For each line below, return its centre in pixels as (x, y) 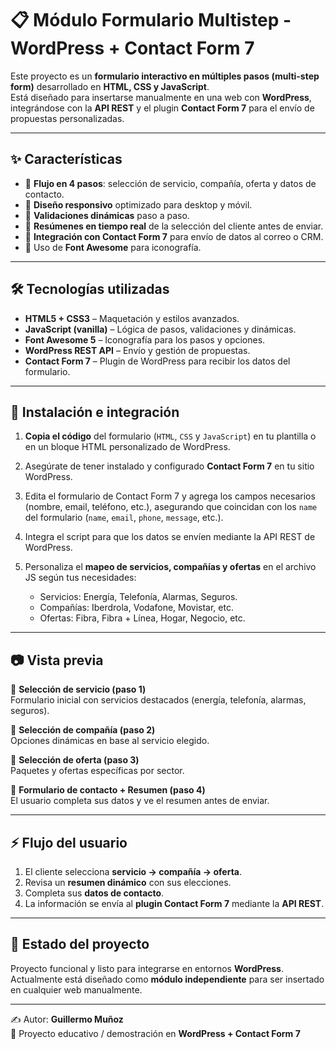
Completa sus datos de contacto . (94, 893)
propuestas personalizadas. (67, 118)
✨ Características (66, 159)
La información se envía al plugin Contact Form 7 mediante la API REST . (174, 903)
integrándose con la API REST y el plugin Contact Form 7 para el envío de (162, 108)
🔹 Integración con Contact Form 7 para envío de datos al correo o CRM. (174, 236)
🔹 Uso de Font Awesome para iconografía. (113, 247)
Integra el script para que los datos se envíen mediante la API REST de (170, 537)
